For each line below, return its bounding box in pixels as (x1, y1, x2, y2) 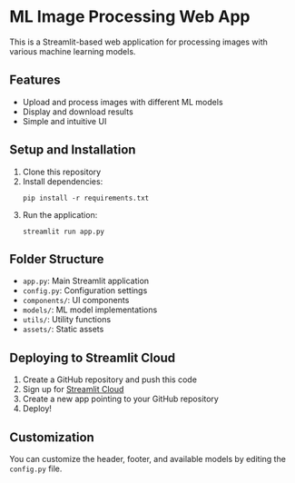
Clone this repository (22, 166, 102, 177)
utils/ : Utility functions (22, 314, 112, 325)
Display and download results (22, 106, 133, 117)
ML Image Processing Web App (9, 6, 251, 27)
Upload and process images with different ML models (22, 96, 224, 107)
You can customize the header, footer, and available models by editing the (9, 454, 286, 464)
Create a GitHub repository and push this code (22, 374, 198, 385)
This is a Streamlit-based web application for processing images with (9, 36, 268, 47)
